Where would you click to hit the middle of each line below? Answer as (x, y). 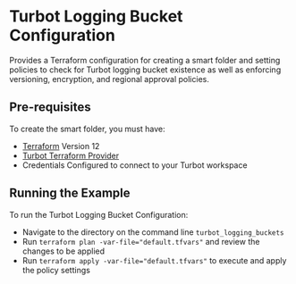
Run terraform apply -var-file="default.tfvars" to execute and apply (154, 260)
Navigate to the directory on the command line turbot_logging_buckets (153, 232)
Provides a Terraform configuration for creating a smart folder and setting (145, 60)
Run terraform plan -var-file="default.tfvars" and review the (141, 241)
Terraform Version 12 (61, 146)
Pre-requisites (50, 108)
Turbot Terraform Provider (71, 155)
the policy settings (56, 270)
